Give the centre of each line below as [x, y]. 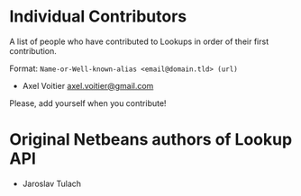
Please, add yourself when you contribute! [88, 103]
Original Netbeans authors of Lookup [151, 140]
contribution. [33, 50]
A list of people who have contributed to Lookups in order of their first [139, 41]
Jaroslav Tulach [52, 183]
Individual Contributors [98, 17]
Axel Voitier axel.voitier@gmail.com [88, 85]
